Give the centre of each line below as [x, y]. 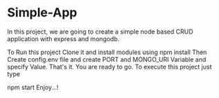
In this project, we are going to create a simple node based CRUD [100, 32]
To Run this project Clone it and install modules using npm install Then [107, 52]
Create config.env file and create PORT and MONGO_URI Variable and [107, 59]
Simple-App [42, 13]
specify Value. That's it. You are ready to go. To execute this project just [109, 66]
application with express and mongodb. [63, 38]
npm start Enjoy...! [33, 87]
